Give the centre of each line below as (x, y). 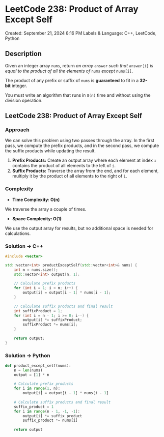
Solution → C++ (24, 246)
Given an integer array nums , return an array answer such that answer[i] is (79, 65)
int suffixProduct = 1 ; (38, 311)
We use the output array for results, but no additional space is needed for (79, 228)
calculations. (18, 233)
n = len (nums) (28, 370)
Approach (17, 130)
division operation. (24, 100)
